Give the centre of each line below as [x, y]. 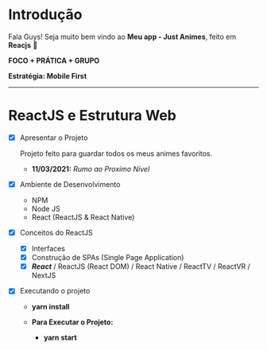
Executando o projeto [55, 291]
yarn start [60, 338]
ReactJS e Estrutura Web [92, 116]
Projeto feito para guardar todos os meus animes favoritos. [116, 154]
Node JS [46, 209]
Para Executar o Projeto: [72, 322]
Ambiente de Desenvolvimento [70, 184]
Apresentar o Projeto [54, 138]
